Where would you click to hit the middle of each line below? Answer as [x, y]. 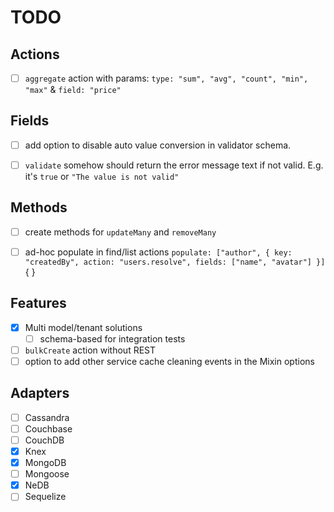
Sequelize [45, 497]
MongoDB [45, 463]
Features [38, 303]
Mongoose [47, 474]
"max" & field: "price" [73, 90]
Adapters [40, 393]
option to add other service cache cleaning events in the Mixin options [169, 361]
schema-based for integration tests [112, 338]
